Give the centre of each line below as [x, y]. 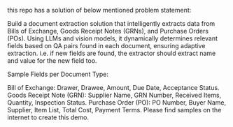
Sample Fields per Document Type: [58, 74]
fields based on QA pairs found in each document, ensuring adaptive [106, 46]
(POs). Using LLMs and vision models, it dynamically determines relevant [113, 38]
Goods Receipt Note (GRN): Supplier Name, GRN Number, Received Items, [114, 95]
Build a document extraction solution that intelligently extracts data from [111, 23]
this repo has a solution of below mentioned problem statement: [99, 10]
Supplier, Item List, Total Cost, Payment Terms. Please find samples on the [114, 110]
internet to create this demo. [48, 117]
